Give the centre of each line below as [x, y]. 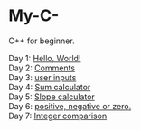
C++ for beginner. [42, 41]
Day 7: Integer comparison [58, 116]
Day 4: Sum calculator [50, 87]
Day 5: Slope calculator [52, 97]
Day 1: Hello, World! [45, 58]
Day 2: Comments [42, 68]
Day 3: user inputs [42, 77]
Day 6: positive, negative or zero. [70, 106]
